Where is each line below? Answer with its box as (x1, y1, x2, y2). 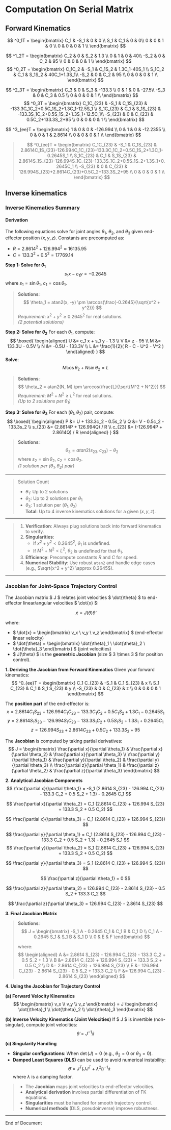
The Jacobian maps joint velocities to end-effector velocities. (25, 1084, 155, 1090)
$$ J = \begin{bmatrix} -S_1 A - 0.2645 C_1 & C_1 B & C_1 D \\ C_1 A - (21, 928, 163, 934)
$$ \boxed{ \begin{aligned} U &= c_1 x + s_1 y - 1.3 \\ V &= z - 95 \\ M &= (10, 338, 161, 344)
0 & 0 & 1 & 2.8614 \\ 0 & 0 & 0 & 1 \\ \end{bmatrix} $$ (30, 132, 141, 138)
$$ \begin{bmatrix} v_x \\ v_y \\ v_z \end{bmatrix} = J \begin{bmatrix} (13, 1001, 158, 1007)
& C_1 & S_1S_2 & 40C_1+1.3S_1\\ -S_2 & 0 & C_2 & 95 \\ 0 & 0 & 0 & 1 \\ (13, 71, 158, 78)
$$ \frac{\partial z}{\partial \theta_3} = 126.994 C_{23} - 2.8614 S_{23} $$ (8, 900, 163, 907)
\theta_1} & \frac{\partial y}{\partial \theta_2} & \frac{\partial (30, 757, 154, 763)
